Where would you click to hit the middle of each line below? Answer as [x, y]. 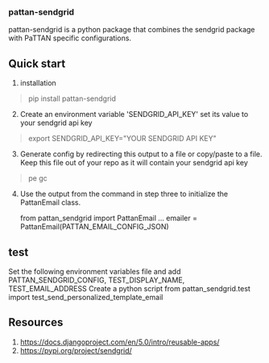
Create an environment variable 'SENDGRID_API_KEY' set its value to [134, 115]
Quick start [37, 63]
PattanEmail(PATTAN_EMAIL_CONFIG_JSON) [94, 227]
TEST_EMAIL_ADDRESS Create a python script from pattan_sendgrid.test [130, 288]
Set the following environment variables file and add [95, 271]
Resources [36, 322]
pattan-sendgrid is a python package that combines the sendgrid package [132, 30]
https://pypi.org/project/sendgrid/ [76, 350]
